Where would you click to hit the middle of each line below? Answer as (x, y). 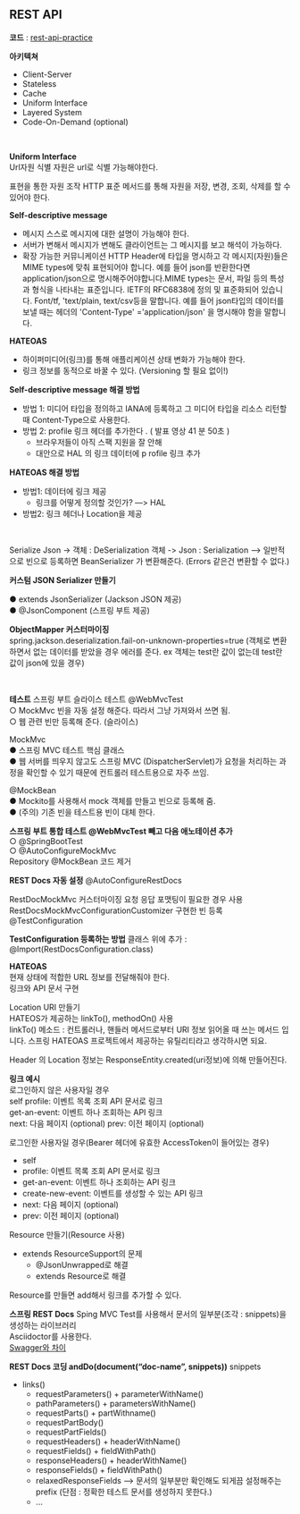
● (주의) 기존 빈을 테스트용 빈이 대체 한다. (82, 812)
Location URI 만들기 (45, 1007)
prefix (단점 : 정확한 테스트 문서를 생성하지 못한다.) (124, 1492)
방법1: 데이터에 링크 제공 (64, 491)
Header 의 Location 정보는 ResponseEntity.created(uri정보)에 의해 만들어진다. (148, 1060)
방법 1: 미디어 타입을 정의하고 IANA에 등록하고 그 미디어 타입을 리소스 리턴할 (154, 408)
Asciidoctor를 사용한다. (50, 1336)
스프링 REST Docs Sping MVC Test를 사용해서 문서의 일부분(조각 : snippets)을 (148, 1314)
